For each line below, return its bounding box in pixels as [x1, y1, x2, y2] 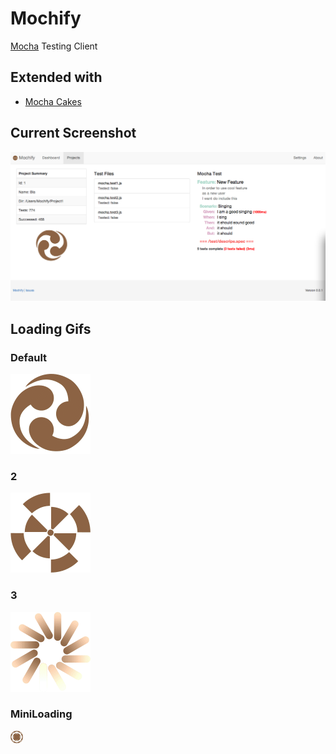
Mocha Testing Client [10, 40, 98, 52]
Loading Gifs [10, 320, 92, 337]
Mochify [10, 7, 82, 30]
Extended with [10, 69, 103, 86]
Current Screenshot [10, 125, 137, 142]
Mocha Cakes [24, 95, 82, 107]
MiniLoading [10, 707, 73, 721]
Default [10, 350, 48, 364]
